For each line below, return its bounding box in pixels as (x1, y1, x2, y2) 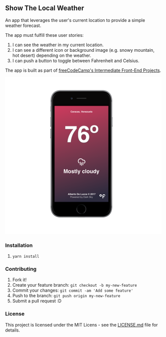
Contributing (5, 266, 37, 273)
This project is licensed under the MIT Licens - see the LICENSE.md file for (5, 322, 158, 328)
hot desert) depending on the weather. (12, 52, 92, 58)
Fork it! (12, 277, 27, 283)
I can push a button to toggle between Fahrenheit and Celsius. (12, 57, 140, 64)
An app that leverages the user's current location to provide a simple (5, 17, 145, 23)
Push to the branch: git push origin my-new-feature (12, 293, 120, 299)
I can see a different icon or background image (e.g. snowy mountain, (12, 47, 155, 53)
